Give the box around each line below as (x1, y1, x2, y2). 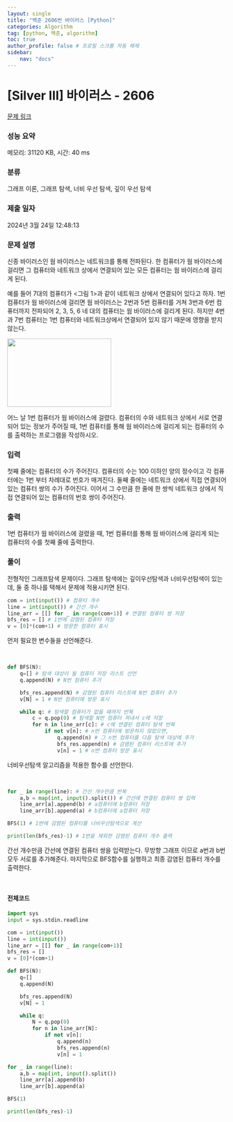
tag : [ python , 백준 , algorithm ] (7, 29, 99, 37)
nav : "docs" (19, 56, 54, 63)
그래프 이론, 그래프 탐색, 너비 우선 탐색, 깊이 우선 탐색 (7, 185, 152, 193)
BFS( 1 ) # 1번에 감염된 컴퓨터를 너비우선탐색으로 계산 (7, 820, 142, 827)
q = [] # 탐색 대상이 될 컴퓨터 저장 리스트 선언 (19, 670, 137, 678)
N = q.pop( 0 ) (32, 1018, 70, 1026)
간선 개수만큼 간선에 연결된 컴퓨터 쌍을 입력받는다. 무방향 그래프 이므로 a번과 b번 (7, 846, 226, 854)
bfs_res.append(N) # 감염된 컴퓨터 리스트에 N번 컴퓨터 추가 (19, 689, 177, 696)
